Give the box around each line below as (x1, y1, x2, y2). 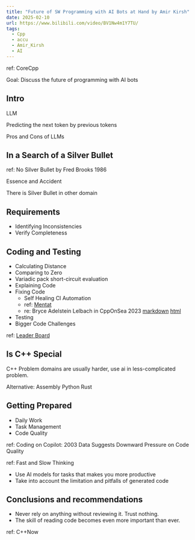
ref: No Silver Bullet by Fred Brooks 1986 (6, 166, 107, 173)
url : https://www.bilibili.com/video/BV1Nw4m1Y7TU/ (6, 20, 138, 26)
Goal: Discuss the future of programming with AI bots (6, 76, 138, 83)
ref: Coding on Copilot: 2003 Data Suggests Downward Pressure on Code (6, 441, 190, 448)
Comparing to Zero (14, 269, 63, 276)
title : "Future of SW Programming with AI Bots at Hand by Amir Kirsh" (6, 8, 190, 15)
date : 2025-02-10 (6, 14, 50, 20)
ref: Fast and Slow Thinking (6, 459, 74, 466)
